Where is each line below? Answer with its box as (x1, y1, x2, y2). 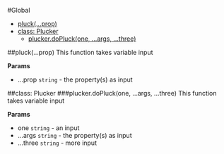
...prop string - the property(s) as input (17, 75, 133, 84)
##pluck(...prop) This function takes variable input (7, 49, 153, 56)
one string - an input (17, 124, 80, 132)
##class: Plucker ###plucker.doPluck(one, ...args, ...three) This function (7, 89, 217, 97)
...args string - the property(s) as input (17, 131, 132, 139)
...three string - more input (17, 139, 98, 147)
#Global (7, 6, 30, 14)
